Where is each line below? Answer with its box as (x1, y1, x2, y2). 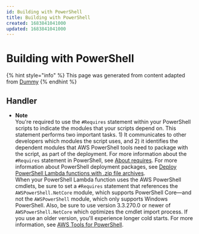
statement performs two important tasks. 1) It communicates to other (15, 131, 187, 138)
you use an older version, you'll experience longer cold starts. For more (15, 215, 194, 221)
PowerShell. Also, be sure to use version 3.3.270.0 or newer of (15, 202, 171, 209)
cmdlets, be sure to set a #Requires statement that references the (15, 183, 178, 189)
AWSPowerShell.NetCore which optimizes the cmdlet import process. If (15, 208, 188, 215)
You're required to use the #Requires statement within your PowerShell (15, 119, 191, 125)
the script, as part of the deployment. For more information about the (15, 151, 188, 157)
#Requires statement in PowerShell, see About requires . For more (15, 157, 177, 164)
